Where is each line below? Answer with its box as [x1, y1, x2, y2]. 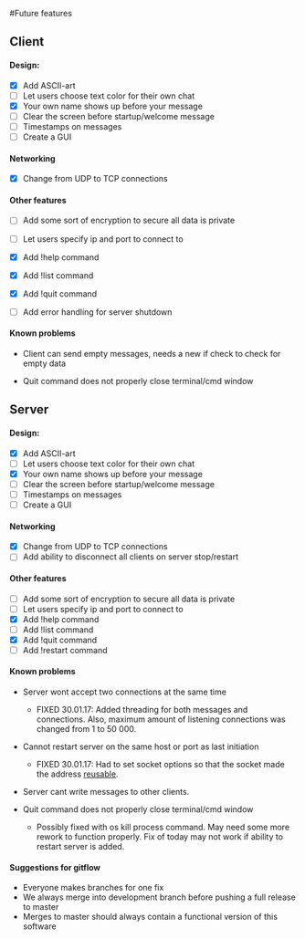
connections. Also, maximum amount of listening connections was [36, 714, 286, 725]
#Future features [9, 8, 73, 18]
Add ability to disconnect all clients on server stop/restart [22, 551, 239, 562]
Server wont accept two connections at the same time [22, 686, 226, 697]
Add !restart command [22, 644, 108, 655]
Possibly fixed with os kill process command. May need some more [36, 821, 290, 833]
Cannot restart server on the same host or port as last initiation [22, 741, 259, 752]
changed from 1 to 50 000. [36, 724, 137, 735]
